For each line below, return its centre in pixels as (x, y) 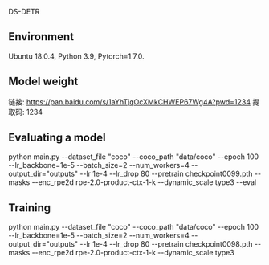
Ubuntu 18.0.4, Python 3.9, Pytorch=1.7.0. (76, 56)
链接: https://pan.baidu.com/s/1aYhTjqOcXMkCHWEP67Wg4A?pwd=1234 (130, 102)
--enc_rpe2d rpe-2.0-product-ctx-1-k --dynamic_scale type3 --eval (144, 182)
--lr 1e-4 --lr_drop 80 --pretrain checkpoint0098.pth (166, 244)
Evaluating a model (57, 138)
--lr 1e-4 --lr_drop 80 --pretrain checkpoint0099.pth (166, 174)
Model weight (43, 82)
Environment (41, 37)
